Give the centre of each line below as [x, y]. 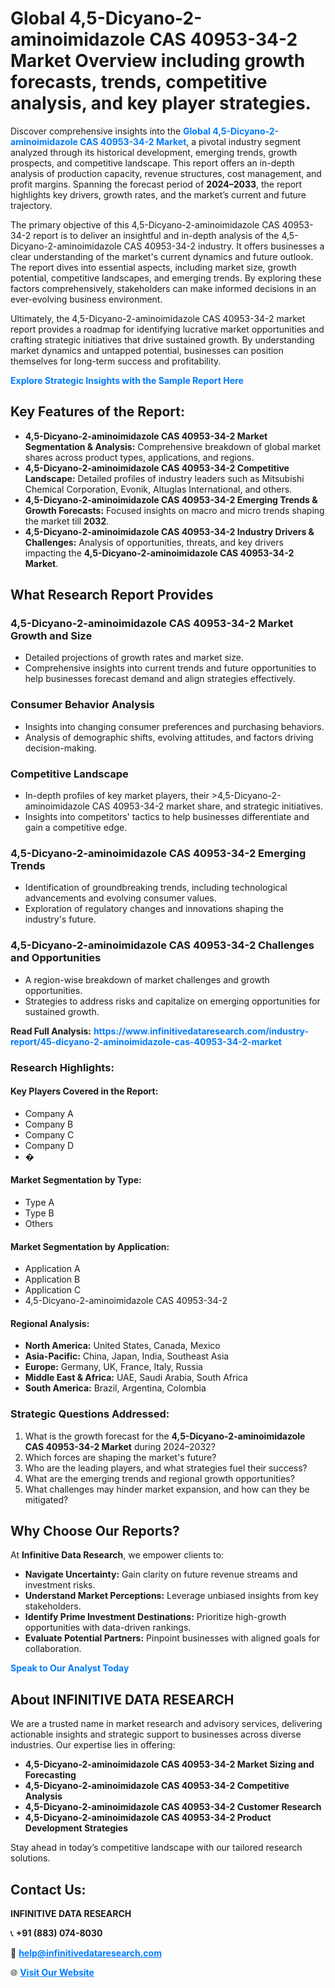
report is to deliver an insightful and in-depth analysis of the [156, 235]
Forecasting [50, 1775]
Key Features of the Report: [98, 412]
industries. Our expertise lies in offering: [93, 1745]
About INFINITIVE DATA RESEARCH [122, 1699]
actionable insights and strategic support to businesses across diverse [156, 1734]
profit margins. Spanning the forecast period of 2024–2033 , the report [156, 184]
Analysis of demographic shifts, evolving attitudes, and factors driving [169, 737]
